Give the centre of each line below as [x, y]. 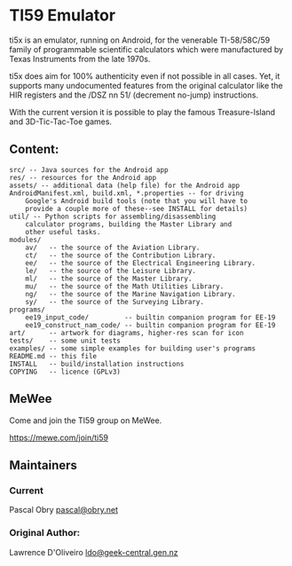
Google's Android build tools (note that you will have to [137, 200]
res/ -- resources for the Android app [83, 177]
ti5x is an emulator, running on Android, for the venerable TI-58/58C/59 [140, 40]
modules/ [25, 240]
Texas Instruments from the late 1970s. [80, 59]
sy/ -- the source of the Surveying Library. [114, 302]
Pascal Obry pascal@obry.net [63, 510]
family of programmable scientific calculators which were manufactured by [146, 49]
